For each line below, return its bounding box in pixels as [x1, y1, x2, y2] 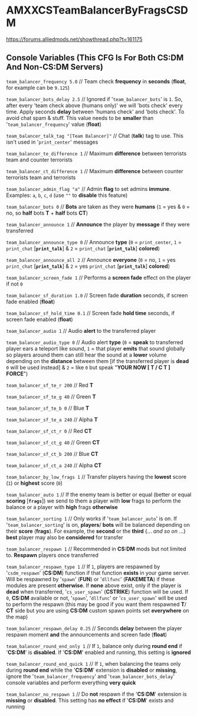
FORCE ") [6, 370, 28, 377]
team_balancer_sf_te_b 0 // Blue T [6, 404, 90, 412]
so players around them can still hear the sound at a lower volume [6, 351, 167, 358]
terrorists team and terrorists [6, 174, 76, 181]
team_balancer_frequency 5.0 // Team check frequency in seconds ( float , [6, 77, 187, 85]
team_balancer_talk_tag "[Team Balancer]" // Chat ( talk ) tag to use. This [6, 132, 184, 139]
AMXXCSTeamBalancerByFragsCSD [6, 4, 189, 17]
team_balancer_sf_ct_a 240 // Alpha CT [6, 462, 102, 469]
